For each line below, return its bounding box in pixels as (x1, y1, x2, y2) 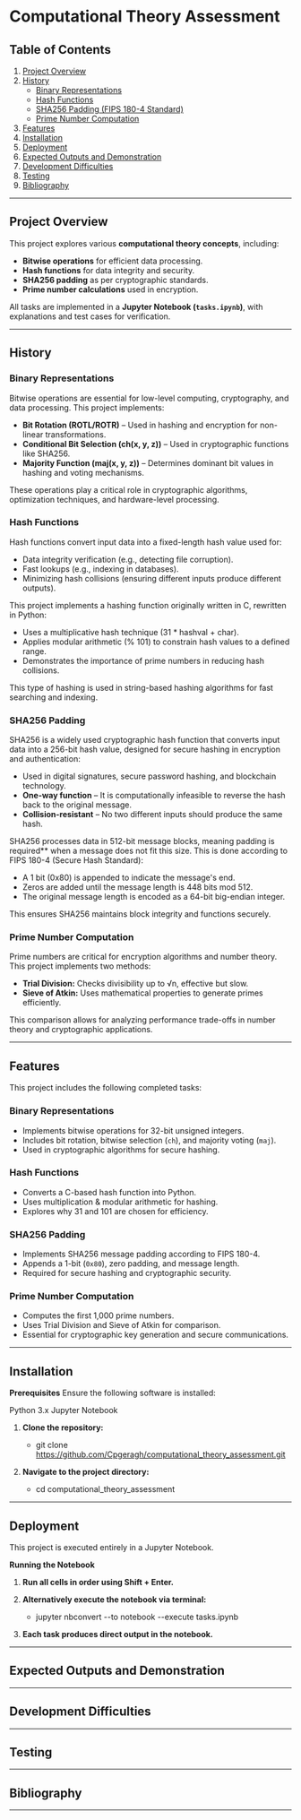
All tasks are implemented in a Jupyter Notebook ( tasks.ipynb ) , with (9, 301, 263, 312)
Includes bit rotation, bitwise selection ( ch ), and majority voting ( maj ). (21, 1134, 277, 1145)
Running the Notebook (9, 1559, 96, 1570)
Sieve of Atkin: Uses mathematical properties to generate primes (21, 988, 263, 998)
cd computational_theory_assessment (35, 1484, 176, 1495)
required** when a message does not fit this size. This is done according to (9, 845, 288, 857)
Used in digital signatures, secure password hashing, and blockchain (21, 771, 277, 781)
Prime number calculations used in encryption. (21, 284, 199, 295)
